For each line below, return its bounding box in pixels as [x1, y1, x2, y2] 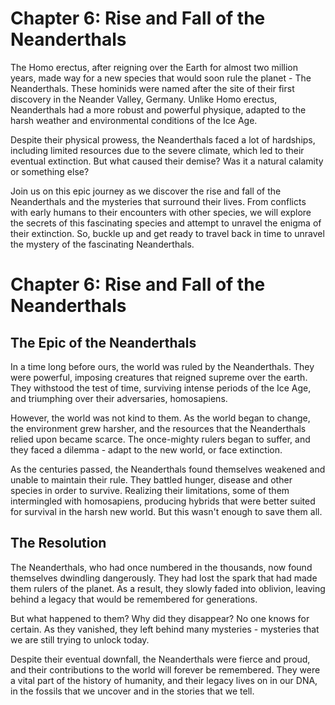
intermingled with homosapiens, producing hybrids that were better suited [10, 495, 316, 507]
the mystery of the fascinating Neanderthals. [10, 238, 195, 250]
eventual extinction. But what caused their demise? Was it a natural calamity [10, 155, 324, 167]
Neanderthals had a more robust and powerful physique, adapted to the [10, 103, 307, 116]
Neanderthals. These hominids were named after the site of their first [10, 82, 295, 94]
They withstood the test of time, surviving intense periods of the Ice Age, [10, 382, 312, 394]
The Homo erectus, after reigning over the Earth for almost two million [10, 61, 299, 73]
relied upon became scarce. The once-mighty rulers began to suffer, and [10, 433, 311, 445]
